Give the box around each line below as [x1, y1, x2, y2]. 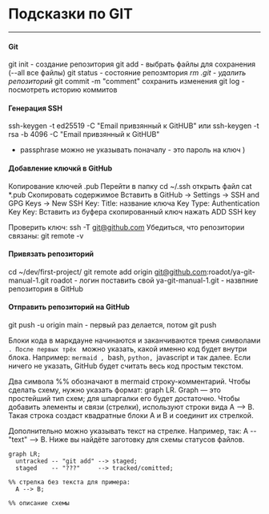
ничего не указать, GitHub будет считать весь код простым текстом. [8, 361, 244, 371]
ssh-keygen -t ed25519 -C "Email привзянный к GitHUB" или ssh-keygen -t [8, 121, 259, 131]
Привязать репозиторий [8, 249, 94, 259]
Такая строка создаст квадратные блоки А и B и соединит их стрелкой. [8, 410, 254, 420]
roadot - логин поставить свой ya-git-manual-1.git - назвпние [50, 275, 259, 285]
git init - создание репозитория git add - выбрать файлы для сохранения [8, 59, 256, 69]
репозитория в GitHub [8, 283, 84, 293]
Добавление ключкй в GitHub [8, 163, 113, 173]
